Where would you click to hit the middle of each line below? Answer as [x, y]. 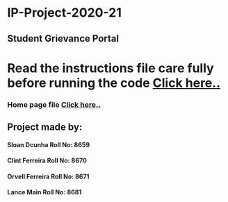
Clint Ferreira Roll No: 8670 [47, 160]
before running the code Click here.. [114, 83]
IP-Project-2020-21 [64, 13]
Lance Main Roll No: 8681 [44, 192]
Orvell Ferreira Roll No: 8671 [48, 176]
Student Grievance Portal [63, 39]
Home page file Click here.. [54, 104]
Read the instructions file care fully [111, 68]
